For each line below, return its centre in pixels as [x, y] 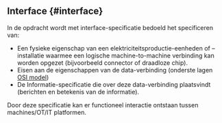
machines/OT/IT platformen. [47, 112]
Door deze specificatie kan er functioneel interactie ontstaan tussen [103, 105]
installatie [30, 55]
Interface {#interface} [55, 11]
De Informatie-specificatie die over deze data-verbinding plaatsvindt [114, 84]
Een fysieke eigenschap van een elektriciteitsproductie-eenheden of [114, 48]
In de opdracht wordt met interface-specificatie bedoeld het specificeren [110, 27]
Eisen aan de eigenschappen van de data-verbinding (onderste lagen [115, 70]
